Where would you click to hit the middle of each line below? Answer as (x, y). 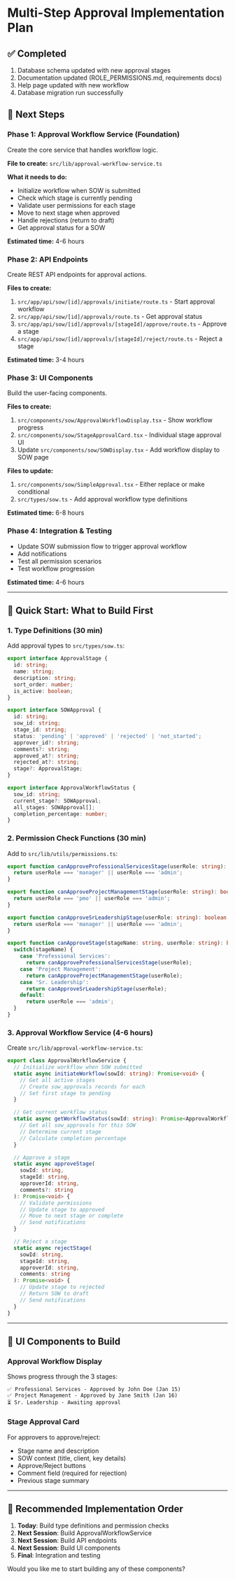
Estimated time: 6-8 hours (46, 513)
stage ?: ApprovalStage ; (48, 769)
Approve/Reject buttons (51, 1465)
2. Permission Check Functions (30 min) (77, 839)
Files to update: (30, 471)
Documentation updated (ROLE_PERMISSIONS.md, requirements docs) (120, 78)
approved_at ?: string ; (47, 756)
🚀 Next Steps (36, 114)
